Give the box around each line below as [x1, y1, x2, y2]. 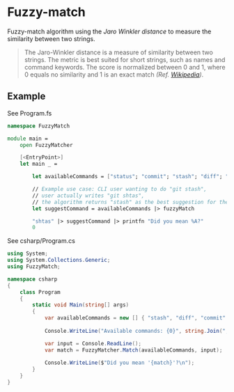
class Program [19, 288, 61, 296]
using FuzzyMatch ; [7, 263, 61, 270]
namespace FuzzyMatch [7, 123, 70, 130]
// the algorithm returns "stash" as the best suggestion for [32, 198, 217, 205]
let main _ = [19, 161, 58, 168]
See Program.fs [7, 109, 52, 117]
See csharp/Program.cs [7, 237, 75, 245]
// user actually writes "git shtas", [32, 192, 145, 199]
